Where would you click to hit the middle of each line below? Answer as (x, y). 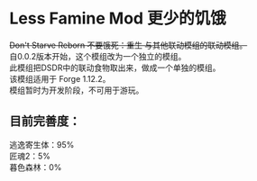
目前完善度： (45, 121)
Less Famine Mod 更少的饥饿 (118, 18)
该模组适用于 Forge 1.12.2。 (60, 78)
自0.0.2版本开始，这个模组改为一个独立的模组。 (98, 56)
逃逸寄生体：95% (42, 144)
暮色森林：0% (36, 167)
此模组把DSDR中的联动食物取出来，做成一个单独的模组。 (115, 68)
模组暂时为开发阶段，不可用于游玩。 (77, 90)
